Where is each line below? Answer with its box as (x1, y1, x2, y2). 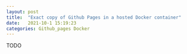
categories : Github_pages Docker (6, 25, 90, 32)
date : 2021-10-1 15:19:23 (6, 20, 77, 26)
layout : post (6, 8, 39, 15)
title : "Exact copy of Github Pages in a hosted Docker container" (6, 14, 182, 20)
